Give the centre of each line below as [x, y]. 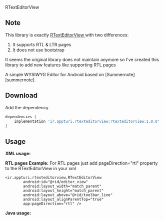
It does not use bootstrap [38, 50]
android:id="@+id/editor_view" [56, 182]
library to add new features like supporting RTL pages [60, 65]
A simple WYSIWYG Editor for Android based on [54, 74]
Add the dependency [27, 107]
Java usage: [18, 213]
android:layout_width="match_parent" [62, 187]
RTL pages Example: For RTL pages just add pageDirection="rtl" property [81, 163]
